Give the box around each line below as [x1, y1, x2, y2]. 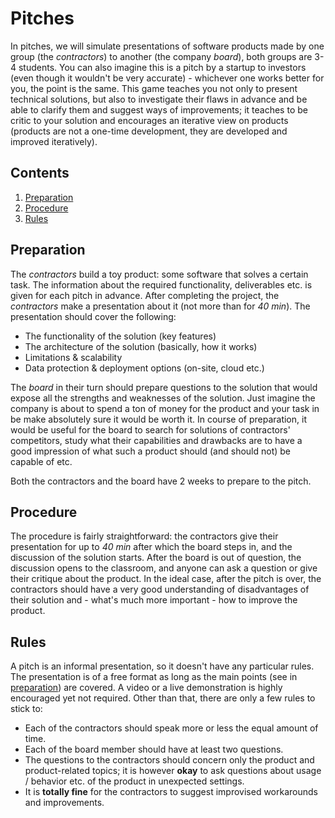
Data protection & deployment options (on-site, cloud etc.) [24, 362, 265, 374]
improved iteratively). [10, 135, 98, 147]
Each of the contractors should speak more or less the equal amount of [24, 722, 319, 734]
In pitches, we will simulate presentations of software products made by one [10, 40, 325, 52]
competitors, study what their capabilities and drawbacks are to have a [10, 434, 303, 446]
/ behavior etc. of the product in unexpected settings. [24, 775, 245, 787]
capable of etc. [10, 455, 73, 467]
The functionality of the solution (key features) [24, 330, 217, 342]
